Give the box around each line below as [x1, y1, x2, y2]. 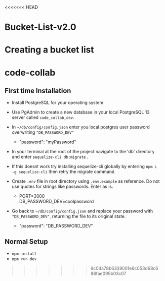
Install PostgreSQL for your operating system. [11, 100, 105, 106]
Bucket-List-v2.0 [4, 22, 77, 33]
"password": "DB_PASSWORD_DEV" [19, 223, 93, 229]
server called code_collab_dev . [11, 114, 75, 120]
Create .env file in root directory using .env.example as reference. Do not [11, 178, 160, 184]
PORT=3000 [19, 193, 45, 199]
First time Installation [4, 86, 71, 95]
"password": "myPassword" [19, 139, 76, 145]
